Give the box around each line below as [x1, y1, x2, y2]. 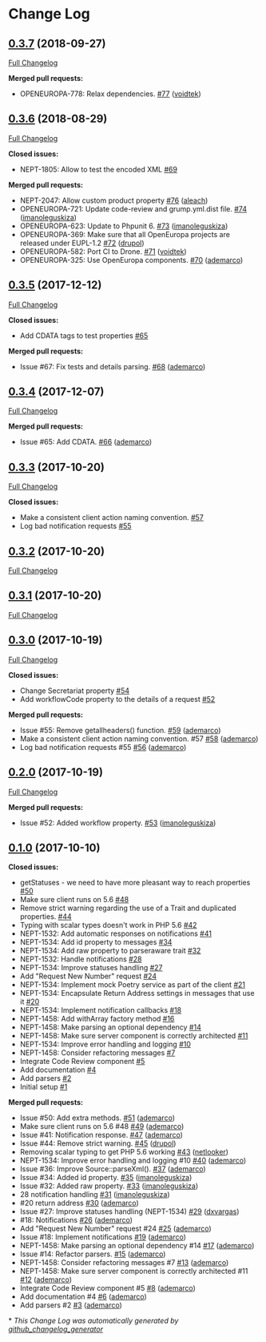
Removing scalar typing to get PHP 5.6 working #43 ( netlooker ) [19, 1147, 229, 1157]
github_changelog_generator [8, 1324, 104, 1334]
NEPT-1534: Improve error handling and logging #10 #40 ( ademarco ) [19, 1155, 247, 1166]
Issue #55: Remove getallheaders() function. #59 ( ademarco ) [19, 725, 221, 735]
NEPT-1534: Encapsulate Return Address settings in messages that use [19, 989, 255, 998]
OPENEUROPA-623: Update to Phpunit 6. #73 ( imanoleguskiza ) [19, 221, 228, 231]
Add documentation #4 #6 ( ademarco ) [19, 1292, 148, 1302]
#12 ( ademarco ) [19, 1275, 73, 1284]
